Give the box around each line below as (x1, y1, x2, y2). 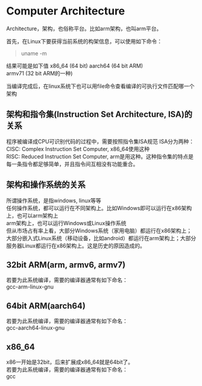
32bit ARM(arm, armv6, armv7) (6, 260, 125, 270)
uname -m (21, 49, 47, 57)
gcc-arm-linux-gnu (6, 283, 54, 290)
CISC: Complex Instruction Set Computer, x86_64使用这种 (6, 145, 150, 152)
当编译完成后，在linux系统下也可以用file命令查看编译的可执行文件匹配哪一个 (6, 82, 195, 90)
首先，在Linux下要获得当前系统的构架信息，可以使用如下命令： (6, 37, 163, 45)
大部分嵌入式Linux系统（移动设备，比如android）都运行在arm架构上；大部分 (6, 234, 197, 241)
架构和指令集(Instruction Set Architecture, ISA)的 (6, 110, 193, 120)
